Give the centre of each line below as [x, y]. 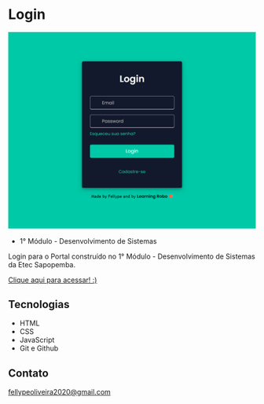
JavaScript [37, 340]
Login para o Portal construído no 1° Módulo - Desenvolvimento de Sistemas [132, 256]
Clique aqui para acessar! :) [53, 280]
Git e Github [39, 348]
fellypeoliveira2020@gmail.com [60, 392]
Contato [28, 373]
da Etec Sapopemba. [42, 264]
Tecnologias [39, 304]
